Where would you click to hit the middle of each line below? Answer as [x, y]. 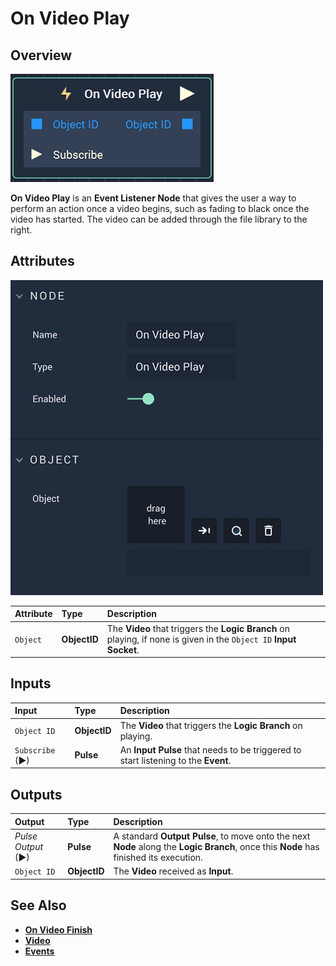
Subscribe [35, 750]
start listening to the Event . [175, 760]
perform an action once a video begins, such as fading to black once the [160, 208]
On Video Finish [58, 929]
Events [39, 951]
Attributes [42, 261]
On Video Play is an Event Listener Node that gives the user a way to [153, 198]
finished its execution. [158, 857]
